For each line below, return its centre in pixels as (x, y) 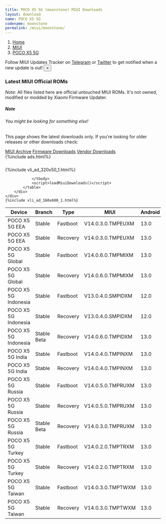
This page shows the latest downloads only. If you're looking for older (76, 137)
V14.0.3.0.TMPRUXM (109, 426)
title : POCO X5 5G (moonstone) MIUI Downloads (54, 10)
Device (19, 212)
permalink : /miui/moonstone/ (35, 28)
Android (150, 212)
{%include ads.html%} (28, 157)
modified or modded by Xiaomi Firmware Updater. (56, 97)
